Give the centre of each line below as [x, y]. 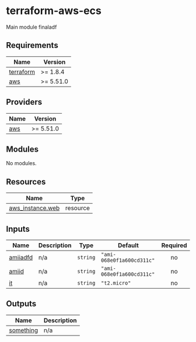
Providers [24, 102]
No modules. [21, 163]
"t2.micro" [116, 283]
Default [128, 245]
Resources [26, 182]
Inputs [18, 229]
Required [174, 245]
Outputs [21, 304]
